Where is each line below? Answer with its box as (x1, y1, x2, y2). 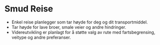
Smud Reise (4, 3, 54, 14)
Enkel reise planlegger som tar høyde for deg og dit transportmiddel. (11, 19, 148, 25)
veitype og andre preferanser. (11, 34, 71, 40)
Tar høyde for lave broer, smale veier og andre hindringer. (11, 24, 127, 30)
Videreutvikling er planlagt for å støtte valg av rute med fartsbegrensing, (11, 29, 156, 35)
